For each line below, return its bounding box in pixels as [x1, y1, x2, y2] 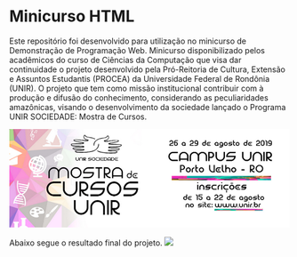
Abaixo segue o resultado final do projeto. [9, 237, 163, 248]
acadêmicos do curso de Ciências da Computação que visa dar [9, 54, 242, 65]
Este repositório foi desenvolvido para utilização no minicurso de [9, 36, 247, 46]
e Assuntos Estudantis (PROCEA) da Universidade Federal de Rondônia [9, 73, 270, 84]
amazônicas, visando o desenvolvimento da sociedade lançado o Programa [9, 101, 286, 112]
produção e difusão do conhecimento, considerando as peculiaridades [9, 92, 269, 103]
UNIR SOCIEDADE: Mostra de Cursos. [9, 111, 148, 122]
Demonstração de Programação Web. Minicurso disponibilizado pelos [9, 44, 265, 55]
